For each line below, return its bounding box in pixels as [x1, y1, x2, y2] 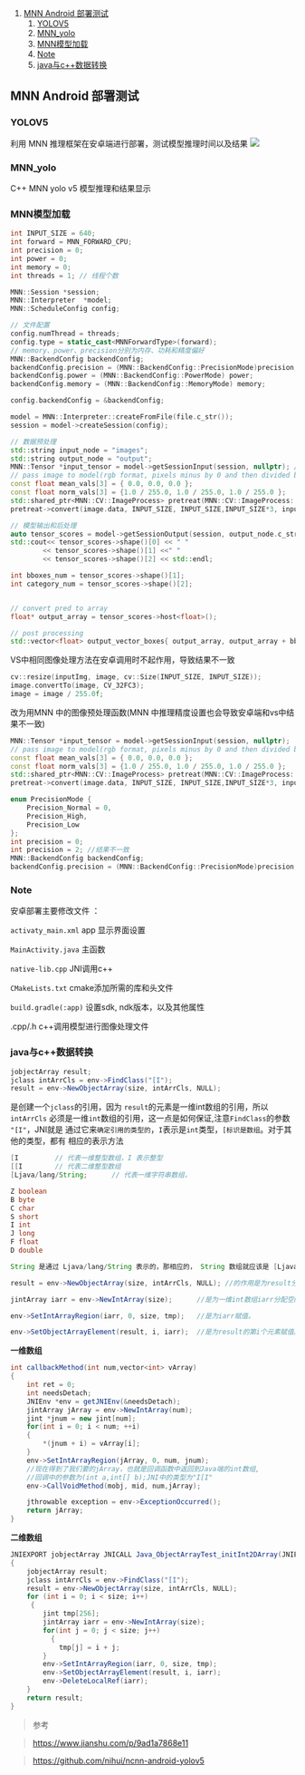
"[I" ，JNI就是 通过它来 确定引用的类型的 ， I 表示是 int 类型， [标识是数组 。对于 [10, 1124, 284, 1135]
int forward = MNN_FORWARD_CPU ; [10, 238, 132, 247]
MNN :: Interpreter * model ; [10, 296, 112, 306]
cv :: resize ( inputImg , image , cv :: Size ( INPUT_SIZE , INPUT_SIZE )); [10, 673, 262, 682]
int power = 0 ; [10, 254, 68, 263]
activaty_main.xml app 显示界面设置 [10, 925, 146, 936]
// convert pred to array [10, 604, 108, 613]
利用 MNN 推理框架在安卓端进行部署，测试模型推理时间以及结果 [10, 138, 248, 149]
